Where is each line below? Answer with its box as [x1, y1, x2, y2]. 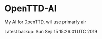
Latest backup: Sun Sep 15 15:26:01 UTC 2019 [4, 28, 98, 34]
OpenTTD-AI [4, 3, 57, 14]
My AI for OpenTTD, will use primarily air [4, 19, 86, 25]
